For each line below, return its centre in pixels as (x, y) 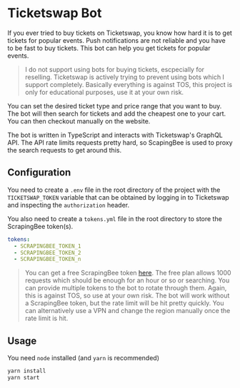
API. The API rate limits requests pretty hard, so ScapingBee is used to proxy (120, 142)
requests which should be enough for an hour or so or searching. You (127, 280)
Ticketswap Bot (55, 13)
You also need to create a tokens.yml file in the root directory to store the (115, 218)
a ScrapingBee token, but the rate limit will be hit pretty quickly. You (124, 303)
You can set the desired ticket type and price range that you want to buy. (115, 106)
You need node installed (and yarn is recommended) (83, 358)
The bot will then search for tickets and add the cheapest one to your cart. (117, 113)
